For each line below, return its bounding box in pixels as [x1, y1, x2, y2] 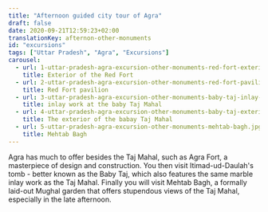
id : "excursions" [8, 41, 66, 49]
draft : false [8, 19, 52, 27]
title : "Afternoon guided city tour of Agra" [8, 11, 162, 20]
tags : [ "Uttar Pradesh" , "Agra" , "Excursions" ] [8, 49, 170, 57]
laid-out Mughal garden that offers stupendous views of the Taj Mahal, [8, 186, 240, 195]
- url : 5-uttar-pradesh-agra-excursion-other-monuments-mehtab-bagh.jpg [15, 123, 262, 131]
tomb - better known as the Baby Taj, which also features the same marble [8, 169, 254, 179]
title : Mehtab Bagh [22, 130, 88, 138]
